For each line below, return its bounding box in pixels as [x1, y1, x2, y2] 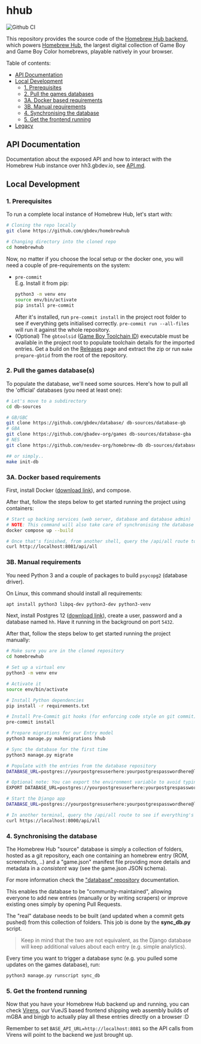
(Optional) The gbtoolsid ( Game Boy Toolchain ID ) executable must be [14, 332, 189, 340]
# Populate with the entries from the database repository [6, 763, 157, 769]
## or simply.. [6, 453, 44, 459]
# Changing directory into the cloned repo [6, 239, 117, 245]
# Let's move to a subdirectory [6, 398, 87, 404]
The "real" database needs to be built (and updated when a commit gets [6, 913, 184, 919]
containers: [6, 505, 34, 512]
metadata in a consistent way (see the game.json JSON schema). [6, 865, 167, 872]
